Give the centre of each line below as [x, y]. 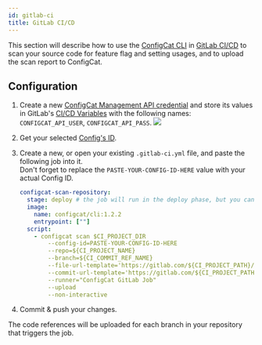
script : [39, 229]
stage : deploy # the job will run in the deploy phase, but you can [141, 200]
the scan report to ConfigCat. [56, 62]
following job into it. [51, 162]
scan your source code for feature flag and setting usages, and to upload [126, 53]
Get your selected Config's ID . [68, 138]
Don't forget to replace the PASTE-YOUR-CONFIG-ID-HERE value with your [133, 170]
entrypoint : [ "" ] [62, 222]
